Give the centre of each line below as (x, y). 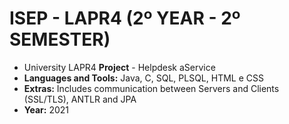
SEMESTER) (60, 39)
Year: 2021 (46, 109)
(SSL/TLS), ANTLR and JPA (80, 99)
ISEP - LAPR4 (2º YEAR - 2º (125, 18)
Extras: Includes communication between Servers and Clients (151, 88)
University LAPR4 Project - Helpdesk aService (119, 67)
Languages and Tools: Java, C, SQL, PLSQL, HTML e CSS (143, 78)
